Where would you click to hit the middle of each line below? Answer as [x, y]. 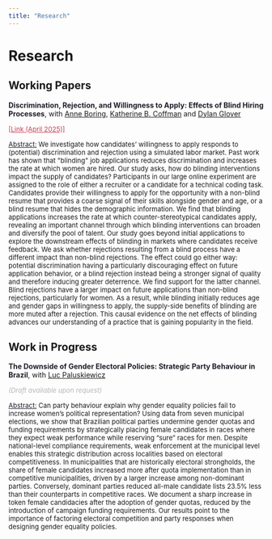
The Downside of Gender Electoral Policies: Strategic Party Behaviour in [132, 366]
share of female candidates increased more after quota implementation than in [130, 470]
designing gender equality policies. [63, 527]
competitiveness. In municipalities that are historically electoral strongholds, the [132, 462]
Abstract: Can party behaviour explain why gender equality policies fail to [122, 406]
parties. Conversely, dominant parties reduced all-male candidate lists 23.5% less [135, 486]
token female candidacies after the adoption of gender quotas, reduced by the [130, 503]
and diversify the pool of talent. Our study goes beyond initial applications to [127, 233]
